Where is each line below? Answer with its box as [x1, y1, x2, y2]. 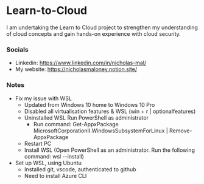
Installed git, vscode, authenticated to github [24, 165, 136, 173]
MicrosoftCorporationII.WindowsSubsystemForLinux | [33, 127, 169, 134]
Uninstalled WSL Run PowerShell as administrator [24, 114, 149, 121]
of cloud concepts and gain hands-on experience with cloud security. [6, 30, 181, 37]
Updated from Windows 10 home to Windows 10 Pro [24, 101, 155, 108]
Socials [6, 45, 29, 53]
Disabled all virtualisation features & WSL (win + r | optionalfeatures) [24, 107, 196, 115]
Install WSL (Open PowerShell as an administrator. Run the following [24, 146, 195, 154]
